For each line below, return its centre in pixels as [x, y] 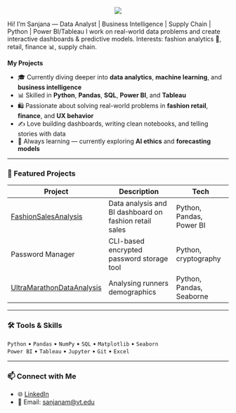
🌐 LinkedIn [33, 394]
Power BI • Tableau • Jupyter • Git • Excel [68, 350]
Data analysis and [138, 204]
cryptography [198, 258]
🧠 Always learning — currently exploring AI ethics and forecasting [114, 141]
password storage [138, 258]
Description [139, 192]
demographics [132, 292]
